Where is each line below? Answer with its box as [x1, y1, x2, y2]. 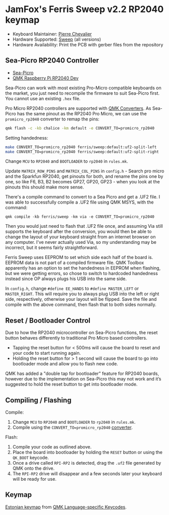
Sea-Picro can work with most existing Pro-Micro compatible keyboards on [5, 85, 161, 91]
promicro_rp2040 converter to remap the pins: [5, 116, 100, 122]
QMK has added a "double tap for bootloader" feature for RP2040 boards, [5, 370, 159, 376]
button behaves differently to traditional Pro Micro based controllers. [5, 335, 148, 341]
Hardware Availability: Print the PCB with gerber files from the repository [12, 41, 163, 47]
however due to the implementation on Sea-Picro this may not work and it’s [5, 376, 161, 382]
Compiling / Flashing [5, 396, 72, 404]
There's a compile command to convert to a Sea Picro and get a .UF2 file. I [5, 194, 160, 200]
